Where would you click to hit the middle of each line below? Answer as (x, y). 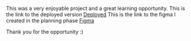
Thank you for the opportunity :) (45, 32)
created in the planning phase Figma (50, 20)
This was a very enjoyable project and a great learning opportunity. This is (96, 8)
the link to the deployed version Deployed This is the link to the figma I (91, 14)
